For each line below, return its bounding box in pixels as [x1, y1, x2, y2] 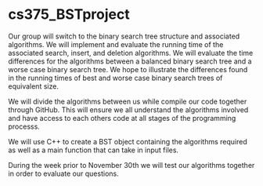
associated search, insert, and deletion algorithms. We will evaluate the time [8, 48, 254, 57]
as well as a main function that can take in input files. [8, 145, 178, 155]
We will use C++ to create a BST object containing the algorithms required [8, 137, 248, 146]
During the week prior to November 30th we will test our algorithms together [8, 160, 255, 170]
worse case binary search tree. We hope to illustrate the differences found [8, 64, 248, 74]
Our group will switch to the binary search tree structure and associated [8, 31, 240, 41]
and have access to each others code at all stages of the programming [8, 113, 236, 122]
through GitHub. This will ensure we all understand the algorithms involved [8, 104, 249, 115]
